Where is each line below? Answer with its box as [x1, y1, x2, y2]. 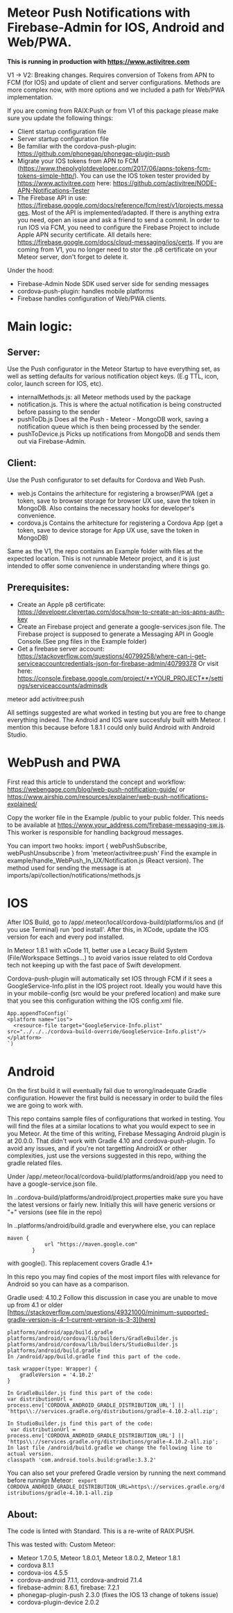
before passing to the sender [17, 408, 101, 416]
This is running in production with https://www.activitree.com [7, 57, 190, 65]
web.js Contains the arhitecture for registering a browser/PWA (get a [17, 489, 214, 497]
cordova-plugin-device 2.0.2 [17, 1598, 100, 1607]
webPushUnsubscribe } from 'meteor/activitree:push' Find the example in [7, 849, 217, 857]
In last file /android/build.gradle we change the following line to [7, 1444, 213, 1452]
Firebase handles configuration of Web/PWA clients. [17, 294, 167, 303]
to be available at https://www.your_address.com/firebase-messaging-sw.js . [7, 821, 225, 829]
